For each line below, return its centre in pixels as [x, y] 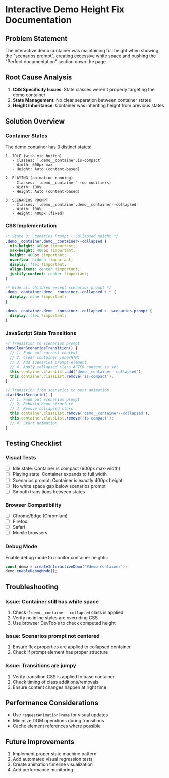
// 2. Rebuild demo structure [41, 404]
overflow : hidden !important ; [41, 260]
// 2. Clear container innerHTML [45, 357]
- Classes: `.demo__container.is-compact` [57, 160]
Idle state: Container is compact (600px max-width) [66, 469]
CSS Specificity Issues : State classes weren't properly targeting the [84, 89]
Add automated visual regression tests [52, 759]
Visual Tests [21, 458]
